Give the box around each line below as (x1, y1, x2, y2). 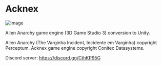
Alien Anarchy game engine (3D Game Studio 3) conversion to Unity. (5, 29, 150, 36)
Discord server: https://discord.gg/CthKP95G (5, 54, 101, 61)
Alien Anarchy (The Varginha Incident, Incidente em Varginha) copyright (5, 39, 157, 46)
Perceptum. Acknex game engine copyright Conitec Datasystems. (5, 45, 145, 51)
